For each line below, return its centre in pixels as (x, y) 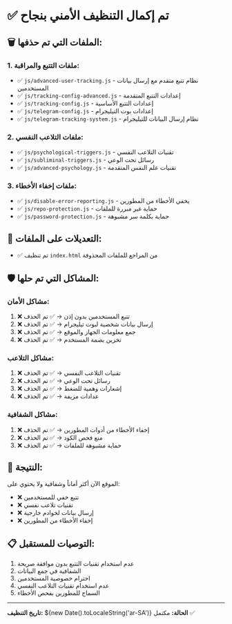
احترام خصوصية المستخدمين (54, 578)
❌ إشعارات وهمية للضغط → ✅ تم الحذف (69, 389)
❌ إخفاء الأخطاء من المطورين (55, 520)
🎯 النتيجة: (25, 467)
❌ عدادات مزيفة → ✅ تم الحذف (58, 396)
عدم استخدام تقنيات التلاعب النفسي (63, 586)
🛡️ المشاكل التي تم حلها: (53, 278)
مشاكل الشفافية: (32, 415)
